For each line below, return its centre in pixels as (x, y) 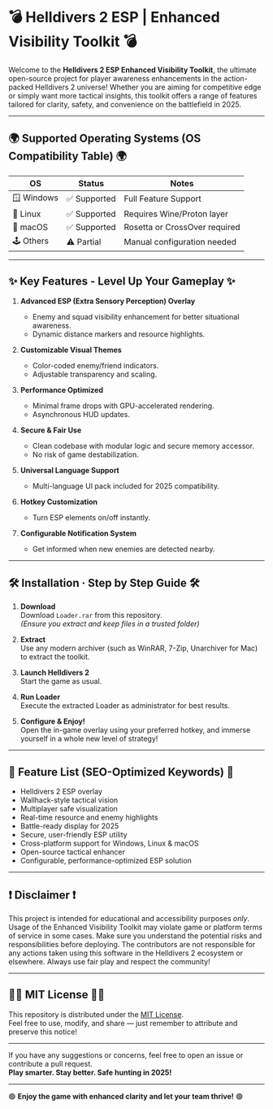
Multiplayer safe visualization (69, 809)
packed (21, 87)
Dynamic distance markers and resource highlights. (119, 334)
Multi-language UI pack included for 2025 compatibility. (126, 485)
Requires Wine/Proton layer (176, 214)
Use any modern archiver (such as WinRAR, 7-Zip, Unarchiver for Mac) (139, 648)
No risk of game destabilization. (86, 454)
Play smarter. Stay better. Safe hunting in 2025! (90, 1072)
